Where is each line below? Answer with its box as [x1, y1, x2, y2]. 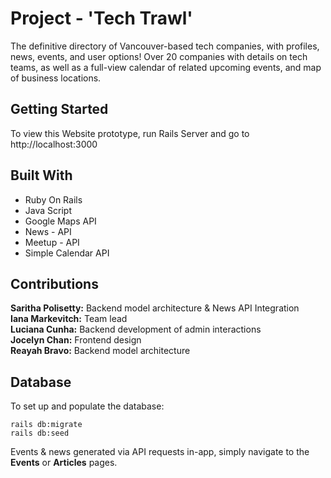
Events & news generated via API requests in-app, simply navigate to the [10, 446, 310, 458]
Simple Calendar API [24, 247, 110, 259]
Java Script [24, 204, 72, 216]
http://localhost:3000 [10, 138, 98, 150]
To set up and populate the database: [10, 400, 165, 412]
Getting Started [10, 101, 109, 118]
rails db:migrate [10, 420, 83, 430]
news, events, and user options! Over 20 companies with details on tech [10, 50, 308, 62]
